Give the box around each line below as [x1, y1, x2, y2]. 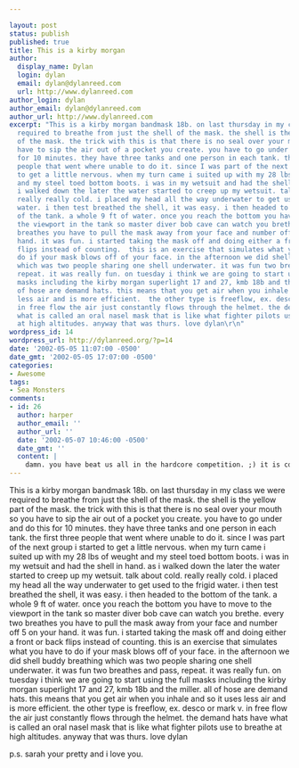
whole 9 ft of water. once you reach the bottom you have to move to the [9, 599, 272, 609]
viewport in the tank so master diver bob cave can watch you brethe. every [9, 608, 285, 618]
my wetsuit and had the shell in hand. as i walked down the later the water [9, 561, 280, 571]
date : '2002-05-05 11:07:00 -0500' [9, 344, 141, 353]
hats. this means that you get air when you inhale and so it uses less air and [9, 693, 287, 704]
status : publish [9, 29, 69, 38]
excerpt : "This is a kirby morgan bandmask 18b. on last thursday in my [9, 120, 285, 129]
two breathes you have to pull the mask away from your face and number [9, 617, 279, 628]
